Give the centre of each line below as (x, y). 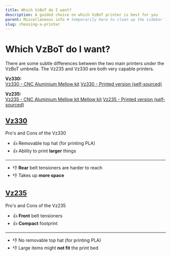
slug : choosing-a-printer (33, 24)
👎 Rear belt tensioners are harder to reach (58, 168)
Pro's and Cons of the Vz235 (36, 205)
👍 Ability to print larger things (44, 151)
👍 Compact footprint (35, 223)
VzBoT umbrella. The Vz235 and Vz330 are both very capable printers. (80, 69)
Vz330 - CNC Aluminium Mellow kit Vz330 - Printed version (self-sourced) (84, 84)
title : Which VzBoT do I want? (38, 10)
